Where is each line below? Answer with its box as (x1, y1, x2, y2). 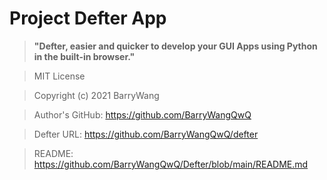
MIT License (33, 70, 86, 82)
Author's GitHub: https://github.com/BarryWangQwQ (33, 108, 252, 121)
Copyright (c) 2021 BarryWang (33, 89, 160, 101)
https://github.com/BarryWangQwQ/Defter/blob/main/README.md (33, 158, 309, 170)
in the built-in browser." (33, 50, 136, 62)
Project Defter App (9, 7, 167, 30)
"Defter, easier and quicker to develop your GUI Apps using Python (33, 40, 318, 52)
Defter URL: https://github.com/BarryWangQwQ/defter (33, 128, 259, 140)
